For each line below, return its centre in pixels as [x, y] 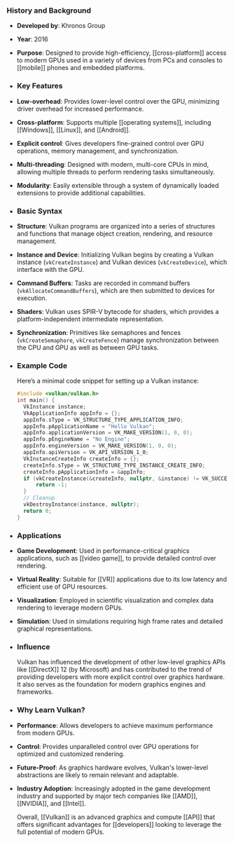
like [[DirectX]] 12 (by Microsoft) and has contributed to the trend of [114, 670]
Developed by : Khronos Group [61, 26]
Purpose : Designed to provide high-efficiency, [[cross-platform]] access [122, 53]
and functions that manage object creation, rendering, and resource [115, 233]
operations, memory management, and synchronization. [98, 151]
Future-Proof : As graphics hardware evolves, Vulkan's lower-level [112, 767]
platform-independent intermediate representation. [90, 319]
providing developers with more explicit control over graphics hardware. [121, 677]
